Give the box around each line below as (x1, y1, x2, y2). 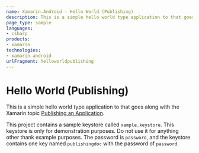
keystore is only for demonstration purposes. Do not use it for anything (6, 128, 179, 135)
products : (6, 36, 31, 42)
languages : (6, 25, 33, 31)
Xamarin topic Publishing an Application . (6, 110, 105, 117)
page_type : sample (6, 20, 52, 26)
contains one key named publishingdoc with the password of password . (6, 140, 179, 147)
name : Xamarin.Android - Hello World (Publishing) (6, 8, 134, 15)
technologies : (6, 47, 41, 53)
